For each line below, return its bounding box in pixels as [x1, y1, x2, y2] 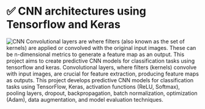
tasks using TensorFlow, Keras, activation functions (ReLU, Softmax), [6, 83, 181, 90]
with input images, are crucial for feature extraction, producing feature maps [6, 70, 199, 77]
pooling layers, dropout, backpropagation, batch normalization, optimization [6, 90, 198, 97]
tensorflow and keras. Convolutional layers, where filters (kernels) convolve [6, 63, 197, 71]
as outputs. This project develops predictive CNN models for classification [6, 76, 194, 83]
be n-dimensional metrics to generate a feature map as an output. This [6, 51, 185, 58]
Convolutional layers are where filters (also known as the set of [26, 38, 185, 45]
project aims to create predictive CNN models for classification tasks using [6, 57, 195, 65]
